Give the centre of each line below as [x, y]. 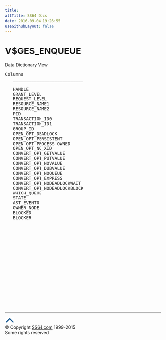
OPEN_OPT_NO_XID [33, 149]
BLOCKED [22, 213]
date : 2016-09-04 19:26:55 [33, 21]
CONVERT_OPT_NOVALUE [38, 164]
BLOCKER [22, 218]
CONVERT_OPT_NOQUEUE [38, 173]
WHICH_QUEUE [27, 193]
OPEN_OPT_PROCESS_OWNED [42, 144]
